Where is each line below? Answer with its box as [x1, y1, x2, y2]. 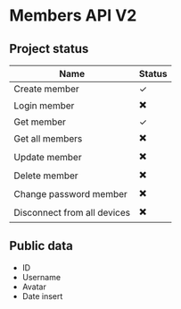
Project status [9, 41, 89, 56]
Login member [13, 99, 75, 112]
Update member [13, 150, 82, 163]
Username [21, 271, 61, 282]
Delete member [13, 169, 78, 182]
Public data [9, 238, 74, 253]
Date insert [21, 290, 63, 301]
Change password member [13, 187, 128, 200]
